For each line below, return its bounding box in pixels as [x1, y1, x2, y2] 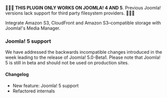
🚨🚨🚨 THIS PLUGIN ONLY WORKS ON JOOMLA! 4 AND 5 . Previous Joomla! [5, 5, 161, 11]
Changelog [5, 71, 29, 77]
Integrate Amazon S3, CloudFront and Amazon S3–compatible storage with [5, 20, 161, 26]
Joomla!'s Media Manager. [5, 25, 61, 31]
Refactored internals [12, 88, 55, 94]
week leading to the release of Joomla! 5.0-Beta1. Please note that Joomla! [5, 54, 160, 60]
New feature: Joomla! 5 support [12, 82, 79, 88]
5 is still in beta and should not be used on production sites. [5, 60, 129, 66]
